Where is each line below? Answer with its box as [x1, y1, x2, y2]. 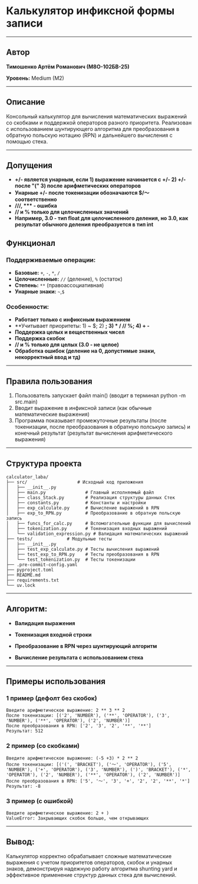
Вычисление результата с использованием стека [14, 653, 143, 661]
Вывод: [6, 837, 35, 847]
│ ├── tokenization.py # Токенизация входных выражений [6, 525, 167, 531]
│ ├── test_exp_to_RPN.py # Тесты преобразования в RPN [6, 551, 160, 557]
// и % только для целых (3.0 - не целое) [14, 341, 119, 349]
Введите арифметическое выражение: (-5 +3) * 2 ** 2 [6, 755, 138, 761]
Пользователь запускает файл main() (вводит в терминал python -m [14, 392, 186, 399]
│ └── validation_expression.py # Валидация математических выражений [6, 531, 189, 537]
